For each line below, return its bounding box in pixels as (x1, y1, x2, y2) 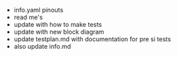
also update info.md (13, 43, 72, 50)
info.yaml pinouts (13, 6, 64, 14)
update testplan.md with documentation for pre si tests (13, 35, 172, 43)
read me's (13, 13, 43, 21)
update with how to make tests (13, 21, 102, 28)
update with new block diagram (13, 27, 104, 36)
